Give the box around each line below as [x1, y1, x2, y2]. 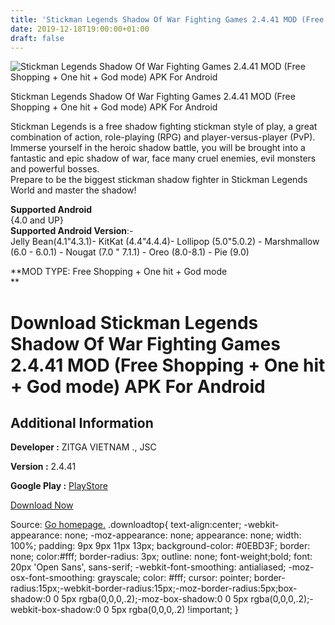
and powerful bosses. [10, 163, 100, 175]
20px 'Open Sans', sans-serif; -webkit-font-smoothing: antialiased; [10, 561, 287, 573]
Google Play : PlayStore [10, 480, 108, 492]
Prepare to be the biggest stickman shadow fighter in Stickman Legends [10, 174, 308, 186]
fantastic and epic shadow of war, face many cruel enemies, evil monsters [10, 152, 317, 165]
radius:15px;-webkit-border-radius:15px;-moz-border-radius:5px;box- [10, 582, 298, 595]
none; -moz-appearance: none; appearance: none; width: [64, 529, 302, 541]
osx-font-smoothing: [10, 572, 96, 584]
